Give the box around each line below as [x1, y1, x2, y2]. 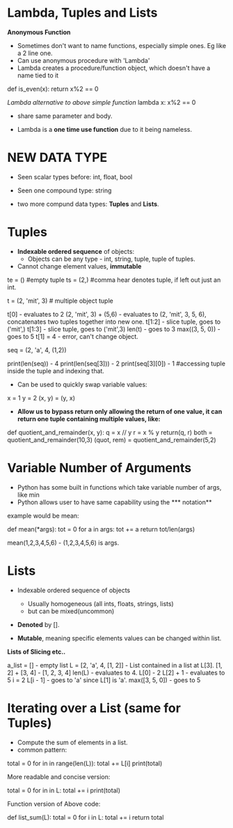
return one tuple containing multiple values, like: [17, 414, 161, 423]
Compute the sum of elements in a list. [17, 738, 128, 746]
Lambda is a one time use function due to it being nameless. [17, 125, 193, 133]
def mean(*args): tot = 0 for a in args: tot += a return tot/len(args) [7, 525, 195, 533]
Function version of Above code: [7, 799, 101, 808]
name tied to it [17, 71, 59, 80]
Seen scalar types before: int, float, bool [17, 172, 133, 181]
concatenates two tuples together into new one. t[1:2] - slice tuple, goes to [7, 317, 221, 326]
